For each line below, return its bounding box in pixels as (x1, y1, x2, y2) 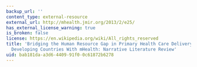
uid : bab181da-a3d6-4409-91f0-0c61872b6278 (6, 52, 114, 58)
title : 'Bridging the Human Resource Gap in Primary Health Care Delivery (6, 41, 193, 47)
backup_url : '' (6, 8, 43, 15)
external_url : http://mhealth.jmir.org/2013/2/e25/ (6, 19, 135, 25)
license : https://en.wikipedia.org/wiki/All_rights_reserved (6, 36, 159, 41)
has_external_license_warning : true (6, 24, 96, 31)
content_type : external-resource (6, 14, 88, 20)
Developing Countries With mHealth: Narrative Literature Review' (11, 47, 177, 52)
